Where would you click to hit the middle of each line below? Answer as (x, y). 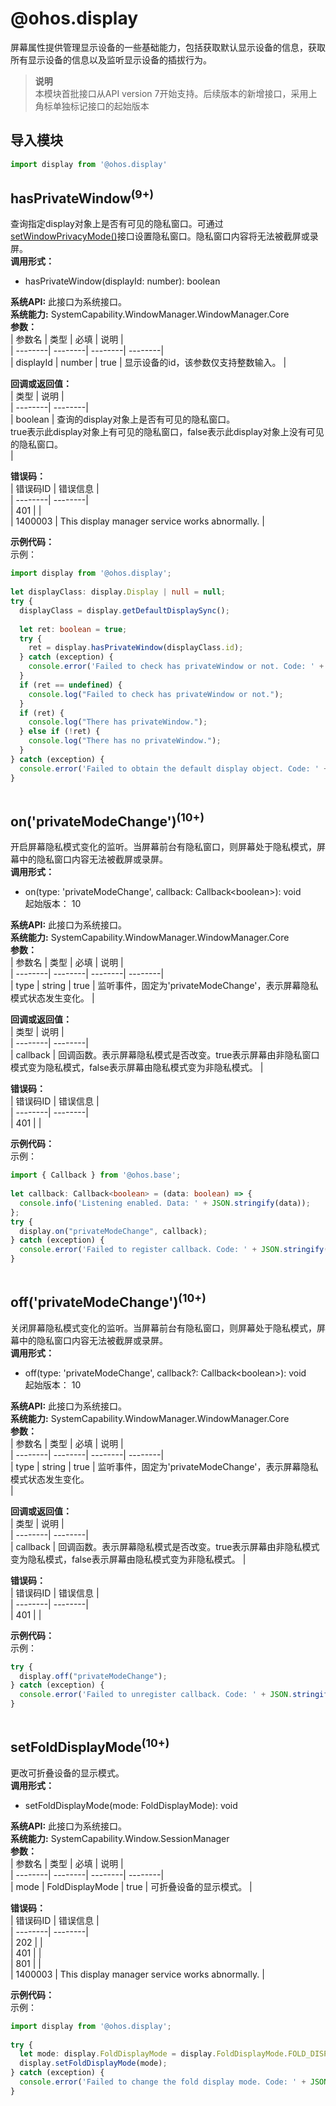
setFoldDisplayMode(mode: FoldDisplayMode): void (131, 1805)
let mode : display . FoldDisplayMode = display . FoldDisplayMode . (153, 2054)
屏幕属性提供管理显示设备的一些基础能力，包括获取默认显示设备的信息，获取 (168, 47)
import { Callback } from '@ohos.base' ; (96, 1175)
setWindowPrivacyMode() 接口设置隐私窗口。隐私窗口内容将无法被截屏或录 (164, 236)
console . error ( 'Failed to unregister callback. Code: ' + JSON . (156, 1695)
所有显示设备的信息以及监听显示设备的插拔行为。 (111, 59)
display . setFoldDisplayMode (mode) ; (93, 2063)
